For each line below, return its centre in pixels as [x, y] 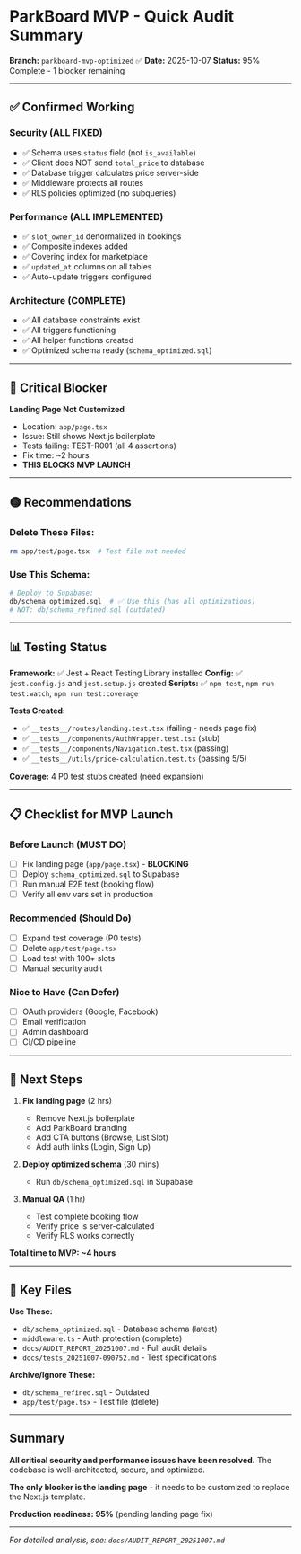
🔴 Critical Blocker [59, 388]
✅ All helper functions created [78, 340]
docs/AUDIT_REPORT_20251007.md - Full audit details [115, 1347]
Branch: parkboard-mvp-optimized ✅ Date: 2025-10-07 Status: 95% [135, 60]
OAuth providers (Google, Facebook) [90, 1011]
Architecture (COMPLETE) [67, 300]
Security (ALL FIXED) [56, 133]
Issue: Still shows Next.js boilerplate [89, 437]
